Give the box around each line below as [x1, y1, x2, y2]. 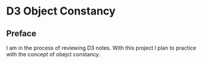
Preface [6, 28, 37, 39]
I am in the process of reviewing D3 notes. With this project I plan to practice [6, 44, 197, 51]
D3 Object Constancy [6, 4, 116, 18]
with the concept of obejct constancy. [6, 51, 101, 58]
